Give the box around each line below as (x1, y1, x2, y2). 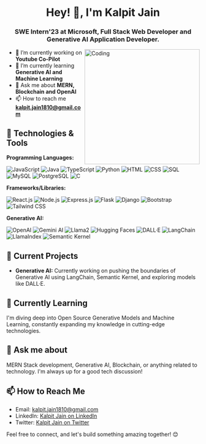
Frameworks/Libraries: (6, 184, 66, 192)
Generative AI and (15, 69, 63, 76)
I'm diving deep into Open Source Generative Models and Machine (6, 314, 175, 321)
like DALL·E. (15, 280, 45, 288)
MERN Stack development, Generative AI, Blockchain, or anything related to (6, 361, 197, 369)
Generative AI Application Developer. (47, 35, 159, 44)
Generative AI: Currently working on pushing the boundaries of (15, 267, 176, 275)
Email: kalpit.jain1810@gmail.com (15, 405, 99, 413)
